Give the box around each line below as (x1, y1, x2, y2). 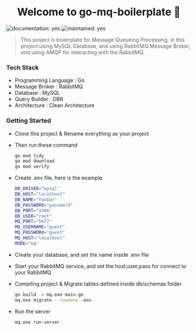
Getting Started (6, 117, 51, 125)
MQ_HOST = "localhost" (14, 235, 65, 241)
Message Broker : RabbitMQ (14, 83, 84, 90)
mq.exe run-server (14, 319, 60, 325)
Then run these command (14, 141, 78, 148)
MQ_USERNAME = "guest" (14, 224, 65, 230)
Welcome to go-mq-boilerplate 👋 (17, 5, 181, 19)
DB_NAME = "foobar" (14, 197, 58, 203)
